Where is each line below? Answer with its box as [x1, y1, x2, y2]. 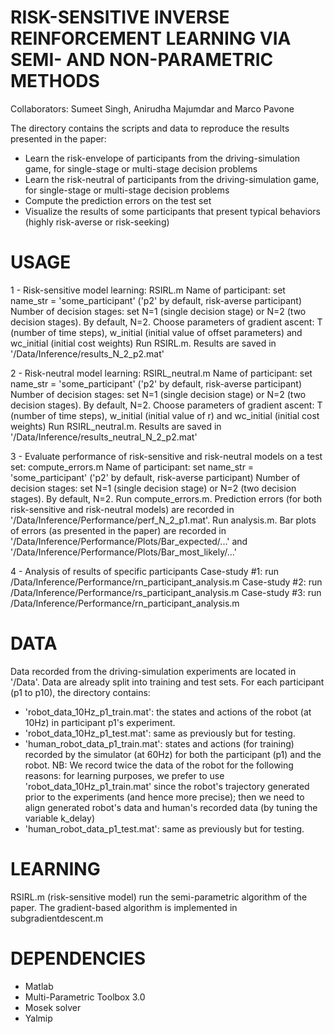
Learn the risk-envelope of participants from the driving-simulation [24, 152, 301, 164]
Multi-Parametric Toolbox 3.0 [24, 991, 146, 1003]
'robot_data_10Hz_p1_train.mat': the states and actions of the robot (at [24, 706, 312, 718]
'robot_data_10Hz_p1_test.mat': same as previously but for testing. [24, 727, 296, 739]
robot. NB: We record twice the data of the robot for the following [24, 759, 294, 771]
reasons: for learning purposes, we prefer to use [24, 769, 225, 781]
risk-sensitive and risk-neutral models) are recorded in [10, 503, 235, 515]
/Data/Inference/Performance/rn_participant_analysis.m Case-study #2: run [10, 576, 323, 588]
